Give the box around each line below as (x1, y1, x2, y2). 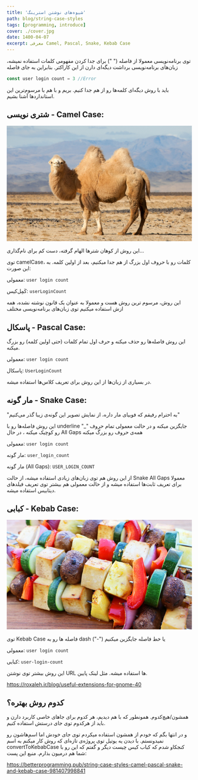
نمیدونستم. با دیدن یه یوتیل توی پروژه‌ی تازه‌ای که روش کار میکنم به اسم (6, 737, 164, 744)
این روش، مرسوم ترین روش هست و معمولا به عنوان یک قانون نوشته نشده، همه (6, 299, 181, 306)
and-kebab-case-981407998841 (6, 768, 86, 775)
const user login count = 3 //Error (6, 76, 96, 82)
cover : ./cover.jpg (6, 28, 55, 34)
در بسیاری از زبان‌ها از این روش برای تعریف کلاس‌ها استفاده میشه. (6, 378, 152, 385)
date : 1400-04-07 (6, 34, 49, 41)
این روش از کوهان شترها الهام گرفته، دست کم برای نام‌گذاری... (6, 247, 145, 254)
